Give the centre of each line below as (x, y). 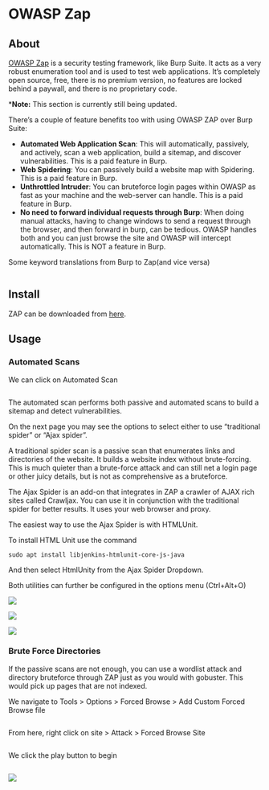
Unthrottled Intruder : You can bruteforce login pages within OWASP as (138, 187)
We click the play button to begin (63, 755)
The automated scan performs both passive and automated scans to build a (134, 402)
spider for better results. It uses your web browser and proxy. (110, 508)
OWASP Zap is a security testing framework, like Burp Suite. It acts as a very (135, 63)
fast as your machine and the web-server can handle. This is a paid (131, 195)
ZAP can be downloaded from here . (67, 314)
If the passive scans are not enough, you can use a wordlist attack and (125, 669)
